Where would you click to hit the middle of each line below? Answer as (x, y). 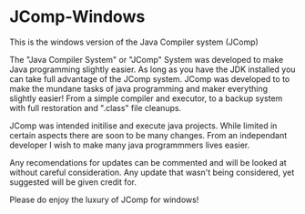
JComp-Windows (77, 17)
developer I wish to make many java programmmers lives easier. (130, 145)
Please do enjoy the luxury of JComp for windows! (104, 199)
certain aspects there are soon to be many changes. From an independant (148, 135)
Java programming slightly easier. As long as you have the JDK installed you (152, 69)
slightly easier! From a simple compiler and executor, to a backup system (146, 98)
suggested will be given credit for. (73, 182)
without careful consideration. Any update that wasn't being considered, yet (152, 172)
